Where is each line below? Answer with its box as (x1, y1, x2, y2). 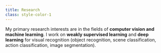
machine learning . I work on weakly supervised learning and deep (5, 31, 149, 37)
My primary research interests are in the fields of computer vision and (5, 26, 155, 32)
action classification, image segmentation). (5, 42, 96, 48)
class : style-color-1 (5, 12, 52, 17)
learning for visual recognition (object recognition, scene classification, (5, 36, 156, 43)
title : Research (5, 7, 40, 13)
